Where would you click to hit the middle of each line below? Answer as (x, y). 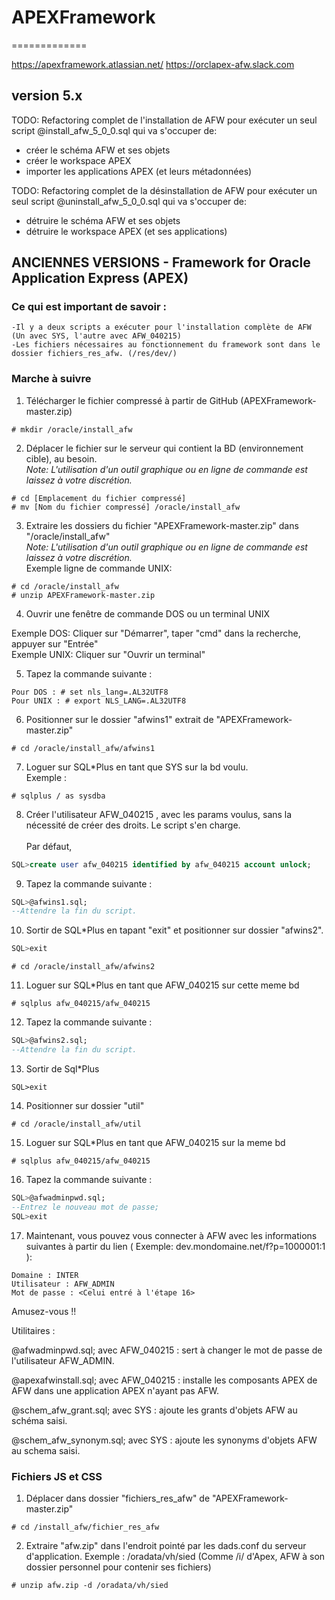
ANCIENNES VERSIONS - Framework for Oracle (161, 262)
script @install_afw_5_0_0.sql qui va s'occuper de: (114, 130)
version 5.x (47, 96)
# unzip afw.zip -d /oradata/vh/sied (90, 1585)
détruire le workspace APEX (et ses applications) (126, 231)
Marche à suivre (51, 379)
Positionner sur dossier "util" (85, 1105)
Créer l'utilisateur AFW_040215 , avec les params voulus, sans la (159, 814)
